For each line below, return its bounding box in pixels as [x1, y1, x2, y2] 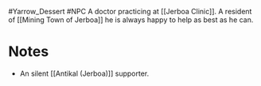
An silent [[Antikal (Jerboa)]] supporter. [19, 69, 150, 78]
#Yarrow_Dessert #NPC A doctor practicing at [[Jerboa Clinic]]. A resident [8, 7, 252, 16]
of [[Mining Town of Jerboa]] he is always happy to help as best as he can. [8, 15, 254, 24]
